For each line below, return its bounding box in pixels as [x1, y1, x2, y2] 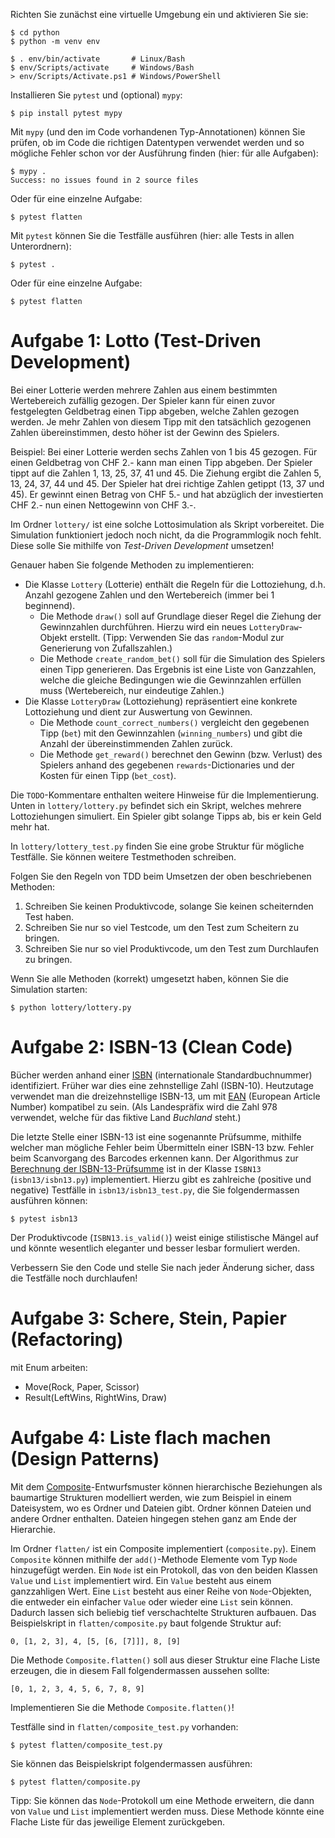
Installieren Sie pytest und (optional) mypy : [10, 89, 183, 101]
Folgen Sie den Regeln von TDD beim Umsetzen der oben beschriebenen [10, 870, 312, 882]
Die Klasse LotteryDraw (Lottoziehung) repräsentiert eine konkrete [24, 695, 298, 707]
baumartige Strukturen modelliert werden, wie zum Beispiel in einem [10, 1491, 292, 1503]
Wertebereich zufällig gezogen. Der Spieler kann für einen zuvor [10, 394, 276, 406]
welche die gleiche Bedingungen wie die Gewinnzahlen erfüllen [39, 674, 302, 686]
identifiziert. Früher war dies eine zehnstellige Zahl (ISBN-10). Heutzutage [10, 1079, 314, 1091]
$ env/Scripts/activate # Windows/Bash [10, 63, 195, 73]
